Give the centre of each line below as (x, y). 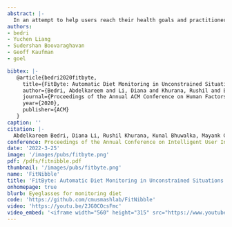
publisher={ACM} (46, 110)
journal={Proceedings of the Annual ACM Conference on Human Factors (125, 97)
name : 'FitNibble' (33, 174)
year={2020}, (41, 103)
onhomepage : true (32, 187)
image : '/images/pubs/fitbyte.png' (58, 155)
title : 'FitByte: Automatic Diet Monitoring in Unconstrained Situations (116, 181)
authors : (20, 26)
